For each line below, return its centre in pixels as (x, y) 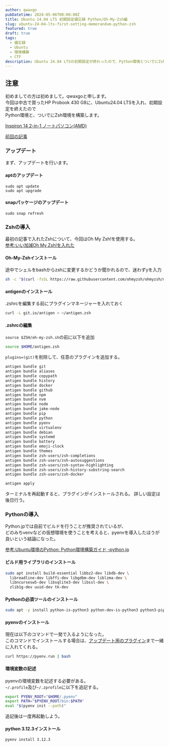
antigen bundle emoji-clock (35, 447)
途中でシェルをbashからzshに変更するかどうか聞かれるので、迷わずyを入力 (83, 270)
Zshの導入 (18, 227)
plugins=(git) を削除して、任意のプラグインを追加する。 (64, 357)
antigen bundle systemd (30, 437)
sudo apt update (22, 186)
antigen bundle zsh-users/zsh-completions (50, 456)
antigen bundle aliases (30, 371)
